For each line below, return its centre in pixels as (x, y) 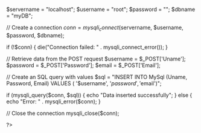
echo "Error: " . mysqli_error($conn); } (53, 101)
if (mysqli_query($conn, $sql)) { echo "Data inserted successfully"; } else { (99, 95)
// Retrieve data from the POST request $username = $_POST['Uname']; (96, 59)
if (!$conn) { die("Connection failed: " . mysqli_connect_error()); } (87, 47)
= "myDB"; (20, 16)
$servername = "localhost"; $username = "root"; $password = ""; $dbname (101, 9)
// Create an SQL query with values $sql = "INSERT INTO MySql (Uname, (97, 77)
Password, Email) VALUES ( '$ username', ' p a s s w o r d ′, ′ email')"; (84, 83)
